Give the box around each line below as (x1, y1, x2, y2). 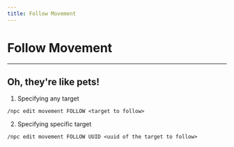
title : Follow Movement (7, 10, 77, 17)
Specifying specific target (17, 120, 92, 128)
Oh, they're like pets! (7, 76, 100, 87)
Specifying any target (17, 94, 79, 103)
